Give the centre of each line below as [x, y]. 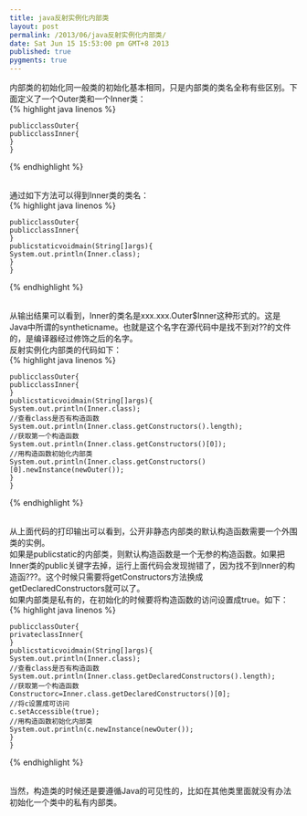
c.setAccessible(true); [55, 712]
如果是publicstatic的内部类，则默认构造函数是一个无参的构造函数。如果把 [148, 554]
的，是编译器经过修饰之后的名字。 [74, 338]
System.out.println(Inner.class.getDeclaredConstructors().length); [143, 676]
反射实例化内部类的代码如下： [65, 350]
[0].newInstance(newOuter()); [67, 470]
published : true [40, 52]
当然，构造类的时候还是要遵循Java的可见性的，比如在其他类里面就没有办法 [151, 791]
